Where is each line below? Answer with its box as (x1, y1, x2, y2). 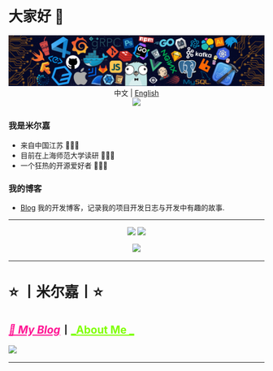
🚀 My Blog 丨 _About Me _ (8, 322, 135, 337)
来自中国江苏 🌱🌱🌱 (19, 140, 80, 150)
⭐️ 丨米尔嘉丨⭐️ (8, 283, 104, 301)
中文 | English (113, 88, 160, 98)
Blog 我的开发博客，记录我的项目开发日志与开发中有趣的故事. (19, 202, 225, 212)
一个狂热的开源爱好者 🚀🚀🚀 (19, 160, 108, 170)
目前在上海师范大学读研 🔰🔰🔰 (19, 150, 115, 160)
